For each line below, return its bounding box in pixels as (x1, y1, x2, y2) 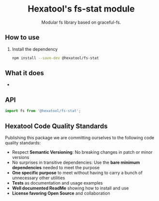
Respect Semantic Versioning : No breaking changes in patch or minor (12, 149, 153, 155)
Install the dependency (12, 46, 58, 52)
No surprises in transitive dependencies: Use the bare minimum (12, 159, 140, 165)
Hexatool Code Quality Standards (5, 122, 108, 130)
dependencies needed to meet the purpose (12, 164, 100, 170)
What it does (5, 69, 44, 77)
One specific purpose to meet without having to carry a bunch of (12, 170, 143, 175)
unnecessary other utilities (12, 175, 65, 181)
